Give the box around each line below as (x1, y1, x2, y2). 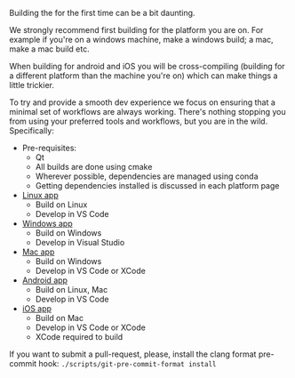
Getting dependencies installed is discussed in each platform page (35, 181, 280, 190)
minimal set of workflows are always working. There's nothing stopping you (9, 107, 286, 117)
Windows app (21, 218, 73, 229)
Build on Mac (35, 313, 84, 323)
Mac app (21, 246, 55, 257)
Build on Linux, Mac (35, 285, 108, 294)
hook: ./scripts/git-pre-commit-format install (38, 358, 217, 368)
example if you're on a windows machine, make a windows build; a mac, (9, 35, 274, 44)
